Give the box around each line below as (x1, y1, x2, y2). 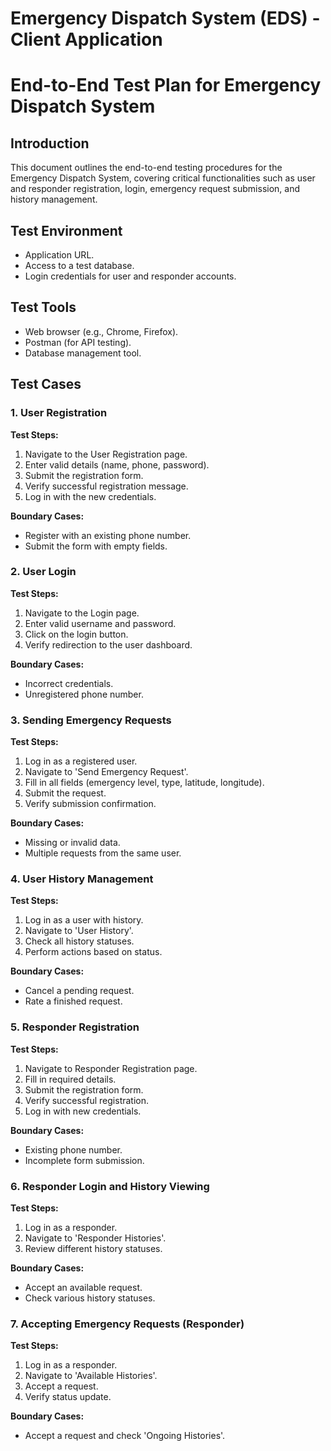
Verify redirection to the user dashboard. (24, 638, 193, 651)
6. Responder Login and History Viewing (10, 1179, 210, 1193)
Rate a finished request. (24, 995, 123, 1007)
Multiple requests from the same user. (24, 847, 182, 859)
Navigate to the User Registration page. (24, 448, 188, 460)
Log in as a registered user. (24, 755, 138, 767)
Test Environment (10, 222, 123, 239)
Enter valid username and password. (24, 617, 177, 629)
